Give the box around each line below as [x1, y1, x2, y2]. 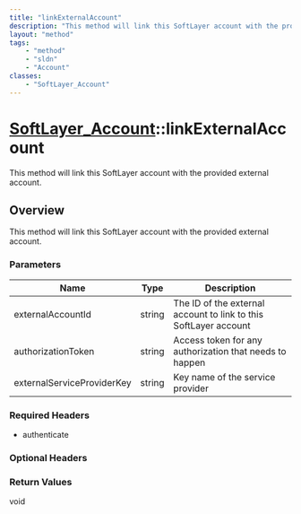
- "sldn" [25, 55, 58, 64]
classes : [9, 72, 42, 81]
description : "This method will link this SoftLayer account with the [9, 22, 279, 30]
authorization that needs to [173, 344, 287, 357]
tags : [9, 38, 30, 48]
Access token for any [173, 334, 262, 346]
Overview [9, 203, 65, 218]
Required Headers [9, 409, 90, 422]
